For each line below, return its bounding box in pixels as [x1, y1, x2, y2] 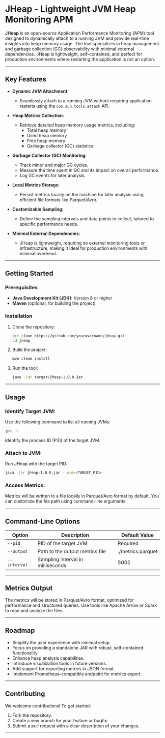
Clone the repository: [12, 324, 55, 330]
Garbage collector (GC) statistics [27, 143, 94, 148]
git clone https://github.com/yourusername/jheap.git [12, 333, 125, 338]
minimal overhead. [19, 250, 57, 256]
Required [117, 540, 139, 547]
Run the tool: [12, 365, 38, 371]
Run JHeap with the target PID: [5, 461, 68, 467]
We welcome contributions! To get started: [5, 703, 91, 708]
